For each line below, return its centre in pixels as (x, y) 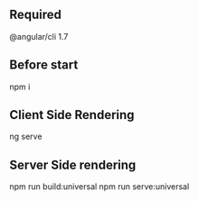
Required (35, 15)
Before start (44, 65)
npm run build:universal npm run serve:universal (99, 187)
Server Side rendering (73, 164)
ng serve (26, 137)
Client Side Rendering (72, 115)
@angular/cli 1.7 (39, 36)
